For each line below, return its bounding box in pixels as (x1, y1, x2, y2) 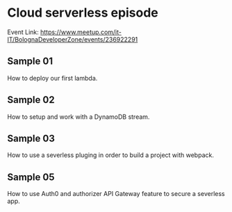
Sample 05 (7, 171, 55, 183)
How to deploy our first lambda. (7, 74, 98, 82)
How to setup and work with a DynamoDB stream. (7, 113, 150, 121)
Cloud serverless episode (7, 5, 158, 21)
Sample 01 (7, 56, 53, 67)
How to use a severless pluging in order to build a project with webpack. (7, 151, 214, 159)
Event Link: (7, 28, 40, 36)
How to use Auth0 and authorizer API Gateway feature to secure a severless (7, 190, 225, 198)
